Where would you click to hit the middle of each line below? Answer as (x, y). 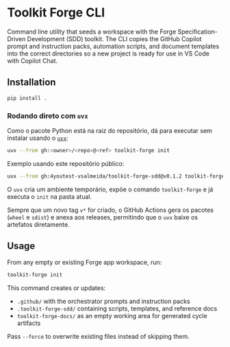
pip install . (27, 98)
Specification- (197, 32)
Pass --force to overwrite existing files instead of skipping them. (98, 337)
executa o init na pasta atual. (50, 196)
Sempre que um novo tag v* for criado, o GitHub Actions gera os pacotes (111, 210)
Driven (16, 38)
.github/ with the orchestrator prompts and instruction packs (103, 301)
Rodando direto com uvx (48, 116)
